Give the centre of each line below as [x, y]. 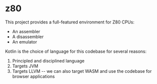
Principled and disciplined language [48, 61]
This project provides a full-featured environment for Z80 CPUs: [70, 22]
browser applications [33, 76]
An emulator [25, 42]
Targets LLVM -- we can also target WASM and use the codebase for [82, 71]
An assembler [26, 31]
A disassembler [28, 37]
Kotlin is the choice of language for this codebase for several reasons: [76, 51]
